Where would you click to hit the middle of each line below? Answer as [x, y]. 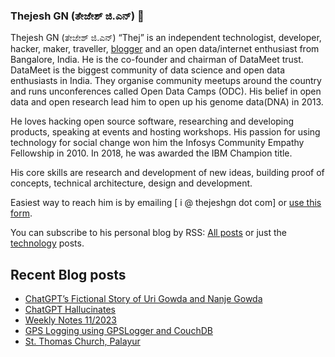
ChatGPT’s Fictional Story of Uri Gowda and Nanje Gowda [143, 299]
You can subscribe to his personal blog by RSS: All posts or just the [149, 233]
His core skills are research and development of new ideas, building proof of [167, 173]
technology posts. [47, 243]
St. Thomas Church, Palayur [82, 341]
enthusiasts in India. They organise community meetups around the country [166, 81]
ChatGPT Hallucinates [70, 310]
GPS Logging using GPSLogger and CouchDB [118, 331]
